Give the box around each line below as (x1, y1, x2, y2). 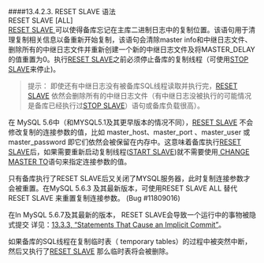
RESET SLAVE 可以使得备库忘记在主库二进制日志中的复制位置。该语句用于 (8, 25, 249, 34)
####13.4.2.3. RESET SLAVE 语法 (8, 7, 117, 16)
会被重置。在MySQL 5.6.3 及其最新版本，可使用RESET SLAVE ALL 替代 (8, 183, 238, 193)
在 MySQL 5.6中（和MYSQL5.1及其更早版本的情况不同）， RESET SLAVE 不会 (8, 117, 254, 127)
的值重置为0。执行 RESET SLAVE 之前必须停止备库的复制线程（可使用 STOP (8, 54, 249, 64)
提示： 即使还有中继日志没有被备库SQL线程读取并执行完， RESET (27, 81, 238, 91)
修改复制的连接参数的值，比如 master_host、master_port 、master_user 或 (8, 128, 251, 136)
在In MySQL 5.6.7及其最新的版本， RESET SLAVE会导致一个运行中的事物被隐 (8, 210, 257, 219)
